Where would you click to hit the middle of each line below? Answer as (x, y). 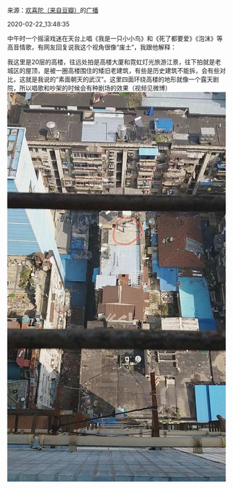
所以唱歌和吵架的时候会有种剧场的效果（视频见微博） (95, 88)
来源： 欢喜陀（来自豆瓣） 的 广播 (53, 10)
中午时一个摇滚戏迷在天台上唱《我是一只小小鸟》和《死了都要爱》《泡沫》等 (115, 38)
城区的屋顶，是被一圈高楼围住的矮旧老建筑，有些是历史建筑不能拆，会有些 (113, 71)
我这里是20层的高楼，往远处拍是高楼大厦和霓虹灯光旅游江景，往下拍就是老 (114, 62)
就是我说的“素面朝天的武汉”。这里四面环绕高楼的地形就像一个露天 (119, 79)
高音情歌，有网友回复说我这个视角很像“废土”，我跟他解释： (92, 47)
